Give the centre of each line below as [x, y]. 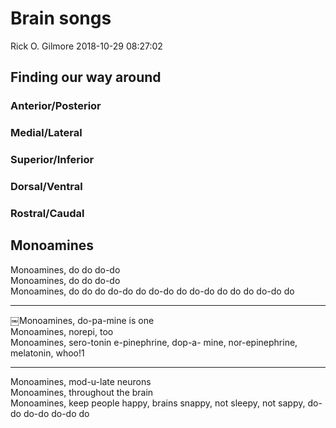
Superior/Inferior [52, 160]
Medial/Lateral [46, 133]
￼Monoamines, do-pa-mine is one [82, 320]
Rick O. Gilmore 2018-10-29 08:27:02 [86, 46]
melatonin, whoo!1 [47, 353]
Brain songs [61, 18]
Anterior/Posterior [56, 106]
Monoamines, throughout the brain [82, 392]
